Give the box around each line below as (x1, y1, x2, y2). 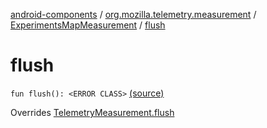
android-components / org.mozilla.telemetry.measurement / (10, 9, 257, 20)
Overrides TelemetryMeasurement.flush (10, 106, 175, 118)
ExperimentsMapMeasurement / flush (10, 19, 166, 31)
